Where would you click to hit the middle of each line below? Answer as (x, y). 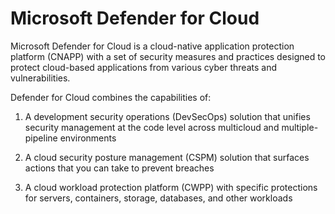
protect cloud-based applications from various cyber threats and (143, 67)
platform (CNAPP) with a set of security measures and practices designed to (168, 56)
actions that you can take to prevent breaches (119, 168)
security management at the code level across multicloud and (152, 127)
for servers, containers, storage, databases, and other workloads (158, 198)
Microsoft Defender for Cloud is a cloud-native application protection (152, 46)
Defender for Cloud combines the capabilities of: (111, 97)
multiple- (300, 127)
